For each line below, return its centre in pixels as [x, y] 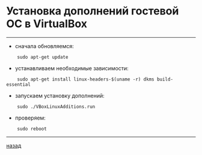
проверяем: [30, 118]
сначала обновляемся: [44, 46]
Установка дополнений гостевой [93, 11]
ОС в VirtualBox [47, 24]
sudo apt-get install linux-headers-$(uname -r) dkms [86, 79]
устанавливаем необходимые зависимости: [72, 68]
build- [165, 79]
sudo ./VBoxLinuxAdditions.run [56, 106]
